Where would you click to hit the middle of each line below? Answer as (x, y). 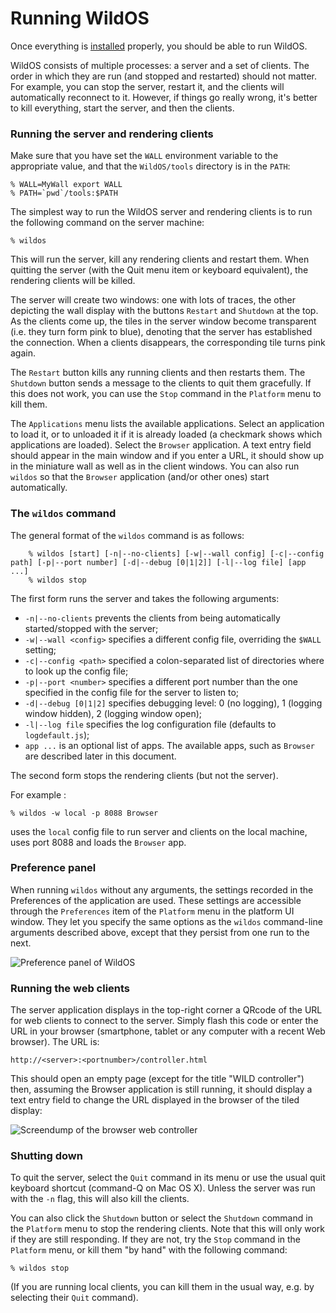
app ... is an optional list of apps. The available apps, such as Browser (170, 745)
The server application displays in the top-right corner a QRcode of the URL (166, 1010)
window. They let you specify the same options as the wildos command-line (166, 921)
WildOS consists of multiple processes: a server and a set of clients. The (160, 65)
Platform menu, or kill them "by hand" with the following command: (149, 1250)
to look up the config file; (76, 671)
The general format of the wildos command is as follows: (127, 535)
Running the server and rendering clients (112, 134)
